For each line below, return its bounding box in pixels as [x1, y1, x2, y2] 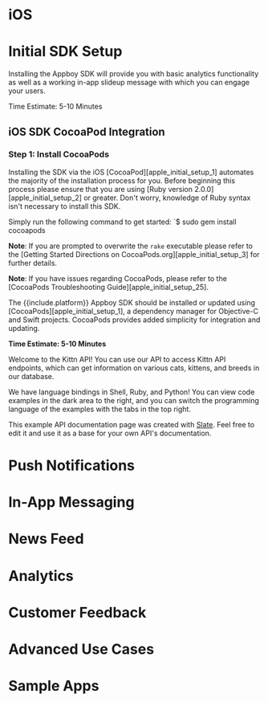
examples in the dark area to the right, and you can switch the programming [8, 395, 259, 405]
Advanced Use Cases [8, 640, 155, 658]
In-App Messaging [8, 493, 135, 512]
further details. [8, 258, 58, 267]
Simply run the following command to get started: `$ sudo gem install [8, 217, 237, 227]
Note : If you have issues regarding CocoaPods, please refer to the [8, 273, 227, 283]
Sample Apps [8, 677, 99, 696]
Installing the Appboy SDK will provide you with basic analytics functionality [8, 69, 259, 79]
